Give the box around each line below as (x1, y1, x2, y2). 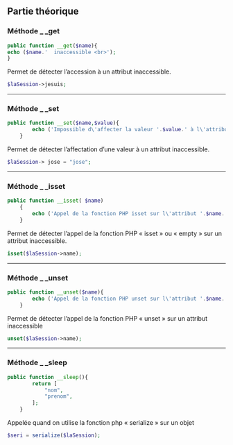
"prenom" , (44, 393, 73, 400)
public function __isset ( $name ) (7, 197, 104, 204)
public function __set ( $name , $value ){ (7, 119, 119, 127)
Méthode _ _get (7, 26, 60, 36)
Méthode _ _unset (7, 273, 68, 283)
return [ (32, 380, 58, 387)
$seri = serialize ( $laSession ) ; (7, 432, 101, 439)
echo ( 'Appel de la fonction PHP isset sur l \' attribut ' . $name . (32, 210, 225, 217)
